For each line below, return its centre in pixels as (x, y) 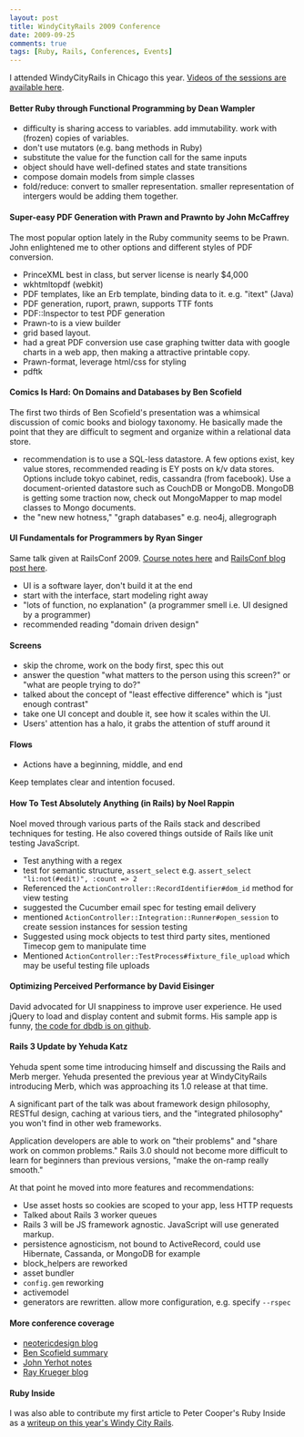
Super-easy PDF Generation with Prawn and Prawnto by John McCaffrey (149, 217)
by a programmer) (56, 614)
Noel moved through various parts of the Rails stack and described (135, 823)
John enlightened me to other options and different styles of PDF (131, 247)
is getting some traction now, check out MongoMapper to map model (152, 498)
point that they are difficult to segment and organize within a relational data (150, 431)
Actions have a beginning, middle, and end (103, 765)
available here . (37, 87)
